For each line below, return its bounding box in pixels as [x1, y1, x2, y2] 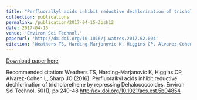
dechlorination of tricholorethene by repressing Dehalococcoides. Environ [6, 81, 185, 88]
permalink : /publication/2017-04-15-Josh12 [6, 19, 114, 25]
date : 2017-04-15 [6, 25, 49, 31]
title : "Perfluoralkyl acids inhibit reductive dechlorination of [6, 8, 172, 15]
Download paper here [6, 57, 59, 64]
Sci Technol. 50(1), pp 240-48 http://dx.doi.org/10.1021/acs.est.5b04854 [6, 87, 181, 94]
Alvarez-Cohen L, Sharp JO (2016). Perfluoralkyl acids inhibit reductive [6, 74, 178, 82]
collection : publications [6, 14, 69, 20]
